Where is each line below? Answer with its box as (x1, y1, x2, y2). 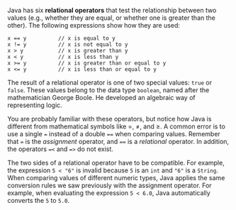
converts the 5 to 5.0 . (7, 197, 69, 204)
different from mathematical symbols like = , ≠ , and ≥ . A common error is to (7, 122, 225, 131)
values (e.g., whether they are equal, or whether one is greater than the (7, 13, 216, 22)
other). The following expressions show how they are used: (7, 21, 181, 29)
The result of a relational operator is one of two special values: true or (7, 78, 213, 87)
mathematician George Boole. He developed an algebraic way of (7, 94, 196, 101)
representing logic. (7, 101, 62, 109)
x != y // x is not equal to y (7, 41, 129, 48)
